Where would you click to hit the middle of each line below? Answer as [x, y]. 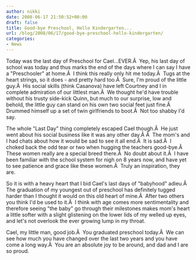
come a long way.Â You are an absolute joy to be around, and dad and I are [97, 245]
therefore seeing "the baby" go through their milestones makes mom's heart [98, 208]
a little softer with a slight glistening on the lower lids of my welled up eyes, [96, 214]
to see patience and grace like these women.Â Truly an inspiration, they [93, 166]
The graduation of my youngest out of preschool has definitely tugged [91, 190]
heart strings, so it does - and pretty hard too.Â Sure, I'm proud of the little [97, 79]
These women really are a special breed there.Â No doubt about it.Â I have [97, 153]
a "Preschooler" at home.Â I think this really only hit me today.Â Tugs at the [98, 73]
